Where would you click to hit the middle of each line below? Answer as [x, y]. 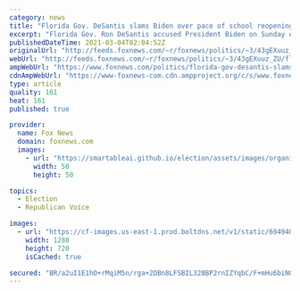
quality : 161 [33, 92]
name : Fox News [46, 133]
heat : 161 [28, 100]
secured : [25, 273]
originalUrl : [33, 51]
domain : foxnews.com [55, 142]
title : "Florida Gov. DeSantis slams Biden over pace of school [131, 26]
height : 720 [47, 248]
